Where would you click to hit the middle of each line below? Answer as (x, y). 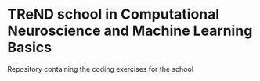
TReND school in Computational (114, 14)
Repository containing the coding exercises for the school (100, 69)
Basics (30, 48)
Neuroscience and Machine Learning (130, 31)
